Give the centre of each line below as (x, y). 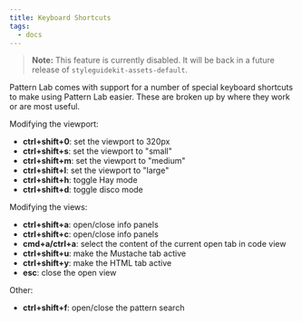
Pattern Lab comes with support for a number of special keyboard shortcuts (151, 88)
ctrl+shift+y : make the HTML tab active (97, 263)
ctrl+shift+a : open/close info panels (90, 225)
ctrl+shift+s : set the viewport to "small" (97, 151)
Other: (21, 290)
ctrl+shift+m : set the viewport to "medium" (104, 161)
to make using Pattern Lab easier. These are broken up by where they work (150, 97)
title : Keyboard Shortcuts (60, 18)
